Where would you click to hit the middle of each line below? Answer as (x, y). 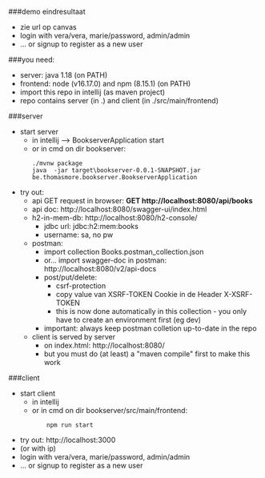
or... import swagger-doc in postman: (105, 260)
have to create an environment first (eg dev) (128, 320)
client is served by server (74, 337)
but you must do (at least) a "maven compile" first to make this (147, 354)
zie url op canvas (48, 27)
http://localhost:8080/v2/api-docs (100, 269)
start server (39, 132)
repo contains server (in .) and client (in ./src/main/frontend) (119, 100)
